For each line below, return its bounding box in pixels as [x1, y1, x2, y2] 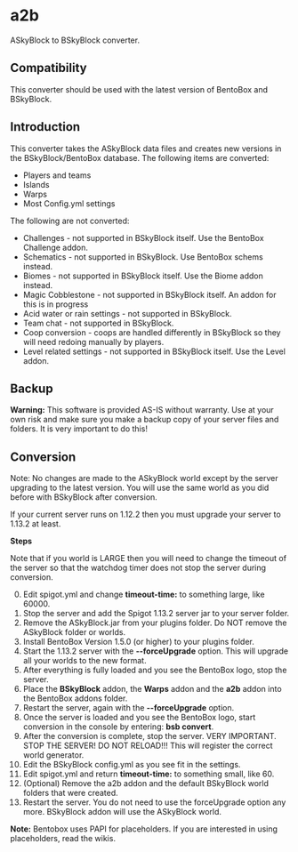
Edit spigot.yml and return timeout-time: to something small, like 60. [22, 768, 275, 779]
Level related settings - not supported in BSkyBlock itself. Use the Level [22, 346, 286, 357]
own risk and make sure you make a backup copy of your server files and [10, 414, 279, 425]
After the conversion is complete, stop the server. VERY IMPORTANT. [22, 731, 277, 742]
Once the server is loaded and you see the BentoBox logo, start [22, 712, 256, 723]
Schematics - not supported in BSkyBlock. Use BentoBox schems [22, 251, 263, 262]
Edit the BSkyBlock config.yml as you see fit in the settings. [22, 760, 241, 770]
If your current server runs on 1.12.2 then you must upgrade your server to [10, 509, 281, 520]
